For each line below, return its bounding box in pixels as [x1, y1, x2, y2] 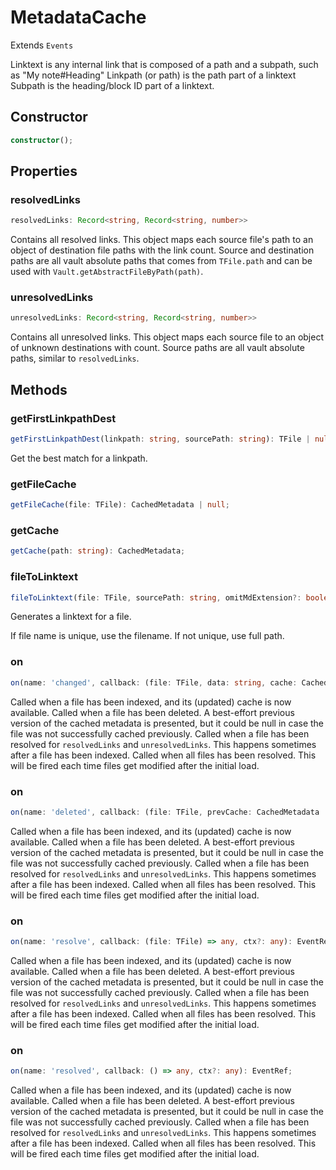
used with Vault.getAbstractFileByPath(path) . [10, 266, 204, 278]
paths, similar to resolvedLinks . [10, 352, 140, 365]
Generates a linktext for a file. [10, 611, 132, 623]
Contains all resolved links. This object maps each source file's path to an [10, 234, 314, 246]
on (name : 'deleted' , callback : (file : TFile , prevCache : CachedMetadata [10, 807, 320, 817]
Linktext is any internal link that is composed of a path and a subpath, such [10, 58, 319, 70]
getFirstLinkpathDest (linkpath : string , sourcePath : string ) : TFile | [10, 434, 311, 445]
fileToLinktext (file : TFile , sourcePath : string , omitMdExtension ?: [10, 592, 302, 603]
